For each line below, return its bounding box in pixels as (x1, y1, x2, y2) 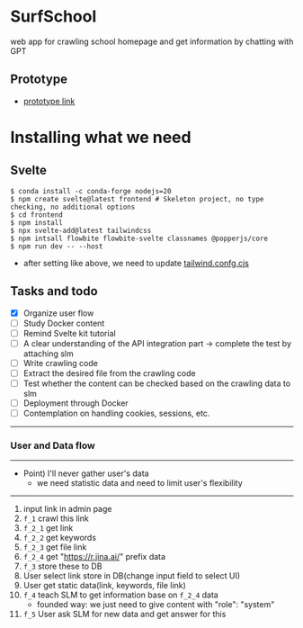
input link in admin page (22, 504, 112, 515)
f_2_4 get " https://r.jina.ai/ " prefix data (22, 552, 165, 562)
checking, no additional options (10, 202, 136, 211)
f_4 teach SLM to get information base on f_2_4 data (22, 589, 218, 600)
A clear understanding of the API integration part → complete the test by (22, 337, 291, 348)
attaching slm (22, 348, 75, 359)
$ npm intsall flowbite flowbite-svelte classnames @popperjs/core (10, 234, 269, 243)
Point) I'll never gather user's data (22, 468, 149, 479)
